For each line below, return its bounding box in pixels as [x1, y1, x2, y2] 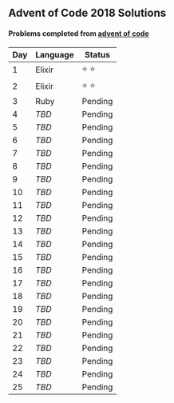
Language [35, 49, 74, 60]
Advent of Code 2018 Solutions [8, 6, 167, 20]
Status [85, 49, 110, 60]
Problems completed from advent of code [8, 28, 149, 38]
